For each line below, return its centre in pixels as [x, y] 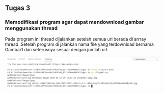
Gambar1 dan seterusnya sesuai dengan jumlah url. [57, 49]
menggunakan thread [31, 28]
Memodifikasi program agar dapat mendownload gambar [75, 22]
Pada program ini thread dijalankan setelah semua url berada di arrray [76, 39]
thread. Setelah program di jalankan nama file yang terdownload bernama [79, 44]
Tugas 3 [18, 8]
